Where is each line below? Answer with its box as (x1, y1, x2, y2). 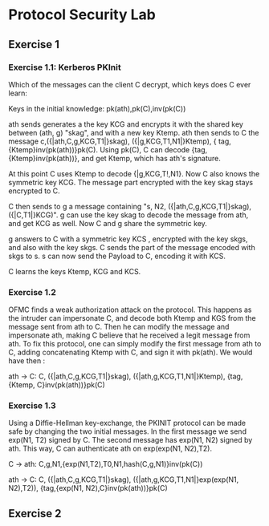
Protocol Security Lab (8, 6, 157, 24)
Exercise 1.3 (8, 400, 56, 411)
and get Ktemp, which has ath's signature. (81, 153, 221, 163)
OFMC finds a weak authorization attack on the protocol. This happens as (8, 305, 252, 314)
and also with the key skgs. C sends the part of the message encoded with (8, 242, 255, 252)
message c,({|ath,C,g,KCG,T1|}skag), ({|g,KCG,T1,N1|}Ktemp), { (8, 136, 217, 146)
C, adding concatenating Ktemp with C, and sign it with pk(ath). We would (8, 347, 253, 358)
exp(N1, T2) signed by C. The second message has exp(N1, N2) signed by (8, 435, 253, 445)
